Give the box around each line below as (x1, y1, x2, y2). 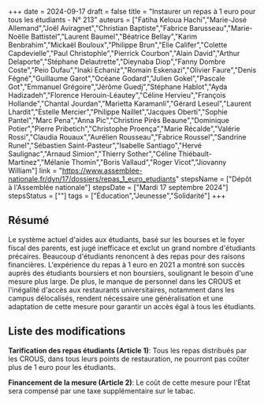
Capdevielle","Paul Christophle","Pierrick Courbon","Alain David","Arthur (8, 49, 240, 58)
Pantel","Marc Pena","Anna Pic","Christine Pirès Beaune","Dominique (8, 116, 230, 125)
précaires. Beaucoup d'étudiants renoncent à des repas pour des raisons (8, 252, 246, 261)
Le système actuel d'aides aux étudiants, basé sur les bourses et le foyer (8, 234, 245, 244)
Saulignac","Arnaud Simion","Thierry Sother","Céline (8, 149, 177, 159)
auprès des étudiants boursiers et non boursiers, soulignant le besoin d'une (8, 268, 254, 278)
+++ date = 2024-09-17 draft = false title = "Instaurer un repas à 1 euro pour (8, 7, 256, 16)
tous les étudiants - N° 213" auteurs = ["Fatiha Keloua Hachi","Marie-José (8, 15, 247, 24)
